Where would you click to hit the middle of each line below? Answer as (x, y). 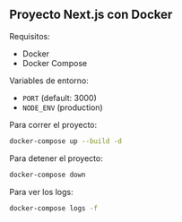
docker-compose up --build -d (66, 141)
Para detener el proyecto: (56, 158)
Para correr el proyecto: (53, 124)
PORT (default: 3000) (59, 98)
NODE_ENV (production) (62, 107)
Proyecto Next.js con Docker (91, 15)
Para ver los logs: (41, 192)
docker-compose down (48, 175)
